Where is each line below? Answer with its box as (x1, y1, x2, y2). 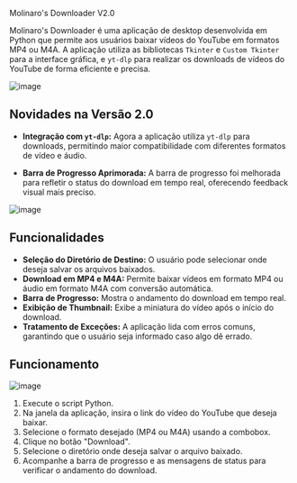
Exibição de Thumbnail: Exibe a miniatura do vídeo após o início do (22, 302, 274, 313)
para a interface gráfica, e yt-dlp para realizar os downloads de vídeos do (9, 54, 285, 64)
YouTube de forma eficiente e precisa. (9, 63, 151, 74)
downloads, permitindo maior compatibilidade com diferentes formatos (22, 140, 286, 151)
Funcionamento (9, 357, 100, 372)
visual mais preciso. (22, 187, 96, 197)
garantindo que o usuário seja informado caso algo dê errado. (22, 331, 253, 342)
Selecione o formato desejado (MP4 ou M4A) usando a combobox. (22, 427, 272, 438)
